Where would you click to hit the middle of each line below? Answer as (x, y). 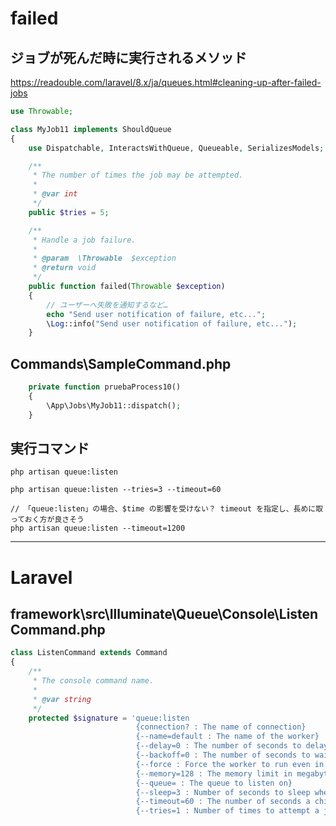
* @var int (55, 194)
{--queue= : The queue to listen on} (214, 783)
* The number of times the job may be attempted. (138, 175)
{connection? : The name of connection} (221, 727)
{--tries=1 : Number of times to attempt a (227, 811)
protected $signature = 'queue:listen (109, 718)
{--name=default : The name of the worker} (227, 737)
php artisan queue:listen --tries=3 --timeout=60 (116, 490)
